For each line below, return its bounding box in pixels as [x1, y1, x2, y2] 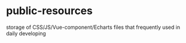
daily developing [6, 29, 46, 37]
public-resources [6, 4, 93, 18]
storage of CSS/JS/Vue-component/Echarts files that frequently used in [6, 24, 181, 31]
